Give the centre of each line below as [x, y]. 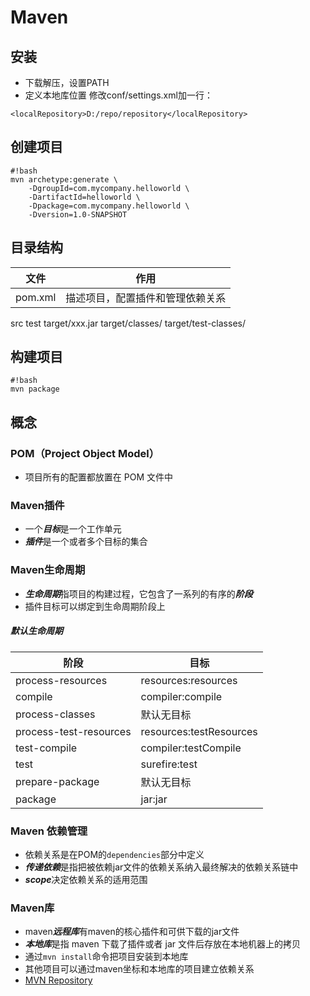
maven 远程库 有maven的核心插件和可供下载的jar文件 [132, 932]
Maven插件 [37, 506]
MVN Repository [58, 980]
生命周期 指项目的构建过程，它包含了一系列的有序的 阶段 [138, 593]
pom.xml [36, 297]
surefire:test [169, 764]
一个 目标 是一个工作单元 [73, 529]
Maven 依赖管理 [49, 831]
